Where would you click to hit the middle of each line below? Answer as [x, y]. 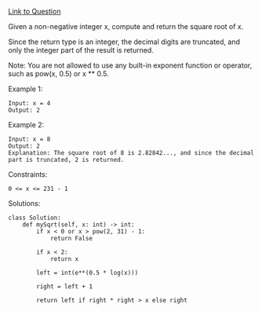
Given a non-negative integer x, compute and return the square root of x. [126, 26]
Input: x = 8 [29, 139]
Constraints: [28, 174]
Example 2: [26, 125]
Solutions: [24, 203]
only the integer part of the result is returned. [81, 50]
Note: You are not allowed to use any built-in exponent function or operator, [130, 65]
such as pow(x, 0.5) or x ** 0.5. [59, 73]
